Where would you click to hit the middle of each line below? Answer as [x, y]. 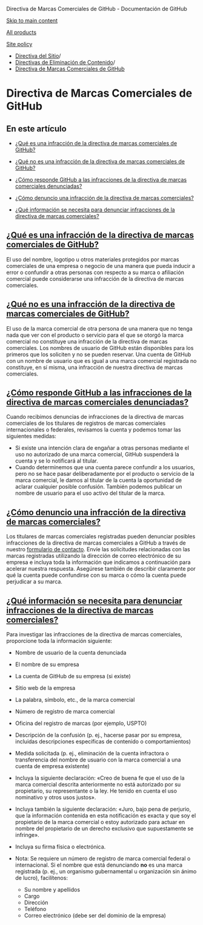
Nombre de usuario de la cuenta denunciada [71, 653]
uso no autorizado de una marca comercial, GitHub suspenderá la [97, 455]
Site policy [19, 44]
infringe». [27, 835]
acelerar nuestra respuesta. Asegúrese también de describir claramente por [101, 569]
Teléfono [35, 909]
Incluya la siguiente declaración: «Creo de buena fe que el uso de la [100, 778]
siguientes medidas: [31, 436]
